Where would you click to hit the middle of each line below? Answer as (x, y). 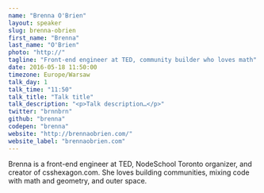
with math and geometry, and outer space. (78, 180)
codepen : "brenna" (38, 126)
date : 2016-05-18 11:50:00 (53, 68)
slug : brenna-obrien (42, 30)
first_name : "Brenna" (44, 38)
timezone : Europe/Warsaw (49, 75)
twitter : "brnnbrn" (40, 112)
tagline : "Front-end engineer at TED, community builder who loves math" (133, 60)
